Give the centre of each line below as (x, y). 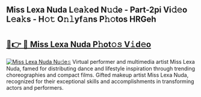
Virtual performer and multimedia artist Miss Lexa (134, 62)
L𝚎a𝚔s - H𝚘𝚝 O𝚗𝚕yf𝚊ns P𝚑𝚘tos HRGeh (81, 20)
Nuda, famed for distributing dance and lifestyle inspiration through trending (101, 68)
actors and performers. (35, 88)
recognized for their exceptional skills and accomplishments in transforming (100, 81)
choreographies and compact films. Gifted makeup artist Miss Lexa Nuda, (97, 75)
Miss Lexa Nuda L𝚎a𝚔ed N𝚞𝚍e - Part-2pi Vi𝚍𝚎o (97, 10)
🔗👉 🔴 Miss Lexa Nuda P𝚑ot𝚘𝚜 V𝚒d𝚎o (79, 44)
